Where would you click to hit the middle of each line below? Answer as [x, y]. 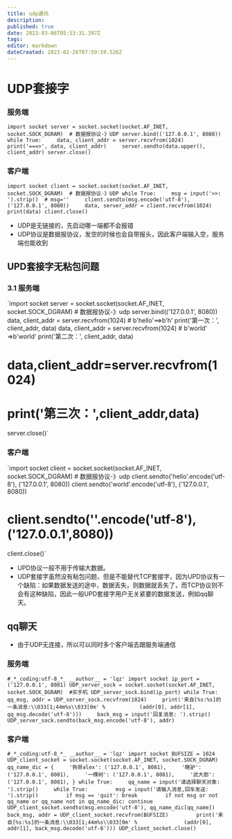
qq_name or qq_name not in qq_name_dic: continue [80, 802]
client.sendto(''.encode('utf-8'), [102, 519]
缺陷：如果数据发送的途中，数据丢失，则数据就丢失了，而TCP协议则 [121, 585]
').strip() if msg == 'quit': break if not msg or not [113, 796]
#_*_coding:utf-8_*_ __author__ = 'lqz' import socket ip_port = [103, 679]
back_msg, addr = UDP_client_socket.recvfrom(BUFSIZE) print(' [113, 815]
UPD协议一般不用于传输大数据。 [63, 568]
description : [26, 20]
